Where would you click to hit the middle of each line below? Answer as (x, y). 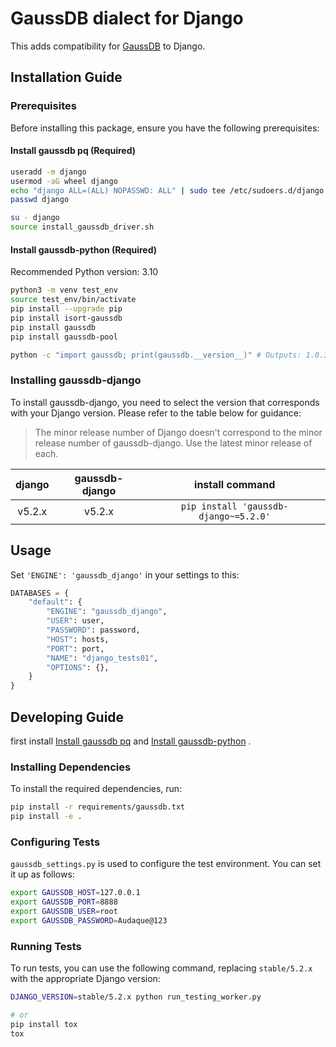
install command (235, 484)
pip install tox (44, 1024)
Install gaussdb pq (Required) (73, 151)
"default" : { (55, 602)
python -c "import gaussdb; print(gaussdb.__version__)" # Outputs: (156, 355)
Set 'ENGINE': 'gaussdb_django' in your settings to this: (125, 574)
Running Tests (46, 946)
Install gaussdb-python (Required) (84, 249)
